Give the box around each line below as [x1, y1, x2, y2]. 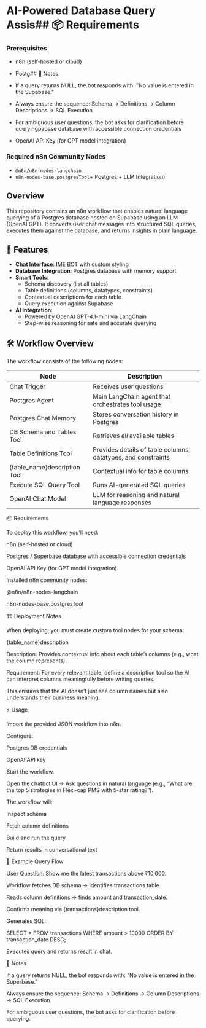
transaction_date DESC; [6, 936, 66, 943]
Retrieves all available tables [93, 431, 175, 440]
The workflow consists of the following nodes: [6, 358, 123, 365]
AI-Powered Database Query [6, 4, 156, 18]
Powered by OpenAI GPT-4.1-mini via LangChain [24, 313, 147, 320]
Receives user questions [93, 382, 164, 391]
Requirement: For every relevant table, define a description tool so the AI [6, 669, 190, 677]
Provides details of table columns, [93, 445, 191, 454]
